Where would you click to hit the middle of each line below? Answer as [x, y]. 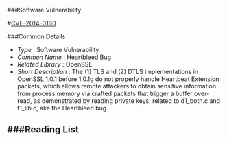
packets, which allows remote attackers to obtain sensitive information [117, 86]
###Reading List [43, 130]
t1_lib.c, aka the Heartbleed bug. [62, 108]
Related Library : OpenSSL [55, 64]
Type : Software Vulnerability [58, 50]
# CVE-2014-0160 [32, 23]
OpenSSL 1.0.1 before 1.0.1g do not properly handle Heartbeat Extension [118, 79]
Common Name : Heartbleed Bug [64, 57]
